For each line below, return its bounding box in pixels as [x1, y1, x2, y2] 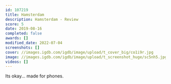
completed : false [5, 31, 42, 36]
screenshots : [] [5, 45, 40, 50]
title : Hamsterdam [5, 12, 44, 17]
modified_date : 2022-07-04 [5, 40, 63, 46]
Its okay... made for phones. [5, 73, 64, 79]
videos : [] [5, 59, 28, 64]
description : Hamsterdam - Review [5, 17, 79, 22]
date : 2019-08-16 [5, 26, 42, 31]
